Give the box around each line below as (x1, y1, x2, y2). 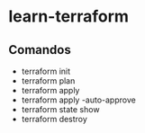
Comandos (8, 42, 71, 58)
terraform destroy (21, 114, 87, 124)
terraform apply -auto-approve (21, 94, 136, 105)
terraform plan (21, 75, 76, 86)
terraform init (21, 66, 71, 76)
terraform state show (21, 104, 100, 114)
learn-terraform (8, 6, 130, 27)
